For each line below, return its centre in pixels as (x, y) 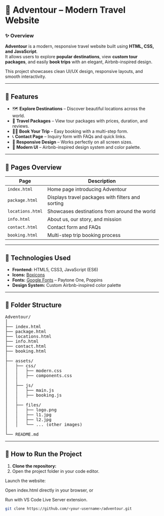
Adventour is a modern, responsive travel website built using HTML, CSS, (80, 47)
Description (102, 181)
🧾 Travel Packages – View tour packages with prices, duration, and (80, 121)
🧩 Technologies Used (38, 258)
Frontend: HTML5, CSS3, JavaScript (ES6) (55, 269)
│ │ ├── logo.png (31, 410)
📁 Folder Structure (33, 305)
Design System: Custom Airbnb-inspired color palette (66, 285)
